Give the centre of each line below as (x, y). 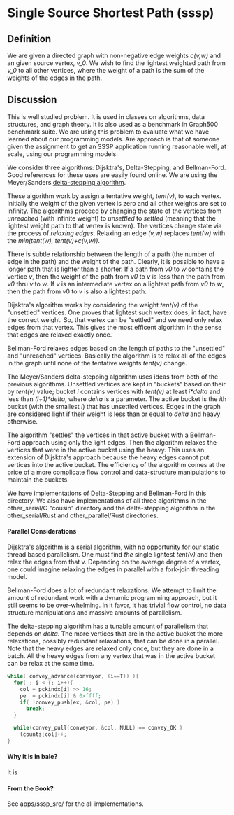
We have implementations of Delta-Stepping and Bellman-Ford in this (107, 493)
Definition (29, 39)
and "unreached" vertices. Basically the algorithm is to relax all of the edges (117, 356)
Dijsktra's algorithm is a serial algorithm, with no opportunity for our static (113, 547)
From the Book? (30, 788)
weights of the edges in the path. (55, 78)
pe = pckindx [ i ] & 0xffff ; (60, 696)
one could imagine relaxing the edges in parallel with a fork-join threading (113, 569)
